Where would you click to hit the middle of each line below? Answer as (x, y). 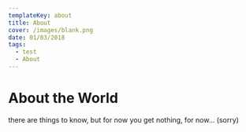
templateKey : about (40, 15)
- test (26, 52)
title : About (30, 23)
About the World (63, 98)
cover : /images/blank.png (50, 30)
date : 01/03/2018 (37, 37)
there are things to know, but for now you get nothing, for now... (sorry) (123, 119)
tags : (17, 45)
